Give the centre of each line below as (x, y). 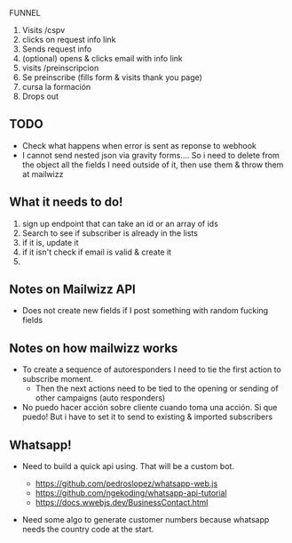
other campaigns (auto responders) (100, 398)
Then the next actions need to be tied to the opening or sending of (157, 389)
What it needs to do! (66, 203)
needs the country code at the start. (88, 530)
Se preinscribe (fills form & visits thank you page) (112, 77)
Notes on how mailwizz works (94, 348)
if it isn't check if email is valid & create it (96, 252)
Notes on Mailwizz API (72, 290)
